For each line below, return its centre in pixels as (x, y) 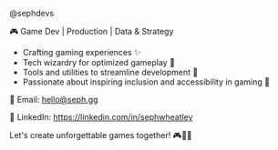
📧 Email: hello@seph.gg (54, 100)
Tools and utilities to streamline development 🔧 (110, 72)
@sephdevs (32, 13)
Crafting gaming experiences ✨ (82, 52)
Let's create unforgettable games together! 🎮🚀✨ (101, 135)
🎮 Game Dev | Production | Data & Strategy (92, 31)
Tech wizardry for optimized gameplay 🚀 (99, 62)
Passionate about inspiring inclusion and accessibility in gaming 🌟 (146, 82)
